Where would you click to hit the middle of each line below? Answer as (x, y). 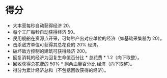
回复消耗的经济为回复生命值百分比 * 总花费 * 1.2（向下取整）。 (77, 57)
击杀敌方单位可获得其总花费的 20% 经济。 (57, 44)
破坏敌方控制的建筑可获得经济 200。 (51, 51)
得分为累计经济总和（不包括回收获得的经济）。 (61, 70)
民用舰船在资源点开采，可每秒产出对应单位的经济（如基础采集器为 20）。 (89, 38)
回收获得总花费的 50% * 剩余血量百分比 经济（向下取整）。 (74, 64)
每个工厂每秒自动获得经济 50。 (45, 32)
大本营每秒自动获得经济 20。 (43, 25)
